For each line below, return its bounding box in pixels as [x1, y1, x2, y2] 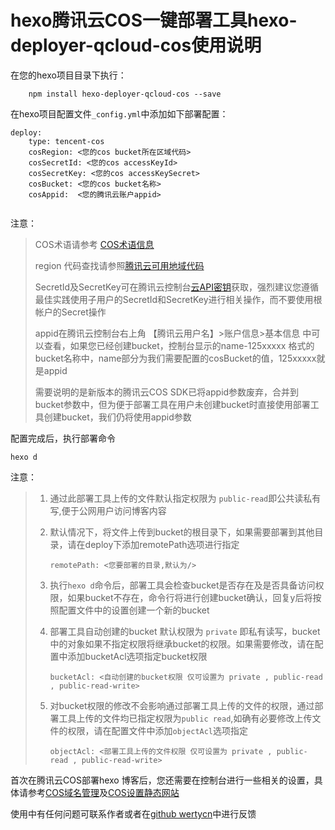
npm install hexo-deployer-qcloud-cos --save [28, 89, 222, 99]
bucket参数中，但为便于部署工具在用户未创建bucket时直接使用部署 [34, 398, 311, 410]
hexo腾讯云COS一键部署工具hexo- [10, 9, 298, 32]
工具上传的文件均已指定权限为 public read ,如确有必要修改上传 [58, 712, 313, 724]
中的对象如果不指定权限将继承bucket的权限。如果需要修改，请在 [49, 637, 315, 650]
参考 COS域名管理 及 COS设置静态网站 [27, 786, 180, 798]
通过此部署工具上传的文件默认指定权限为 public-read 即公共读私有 [49, 492, 322, 504]
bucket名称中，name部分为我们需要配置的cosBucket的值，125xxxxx [34, 352, 317, 364]
